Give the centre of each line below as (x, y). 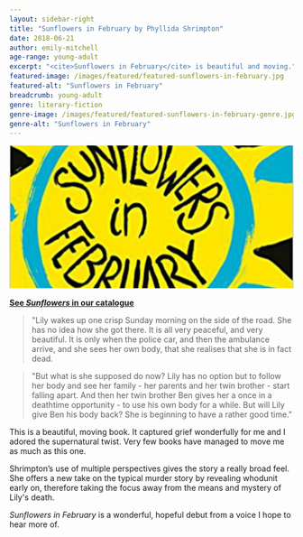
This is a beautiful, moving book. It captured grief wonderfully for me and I (147, 431)
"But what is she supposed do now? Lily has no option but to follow (156, 375)
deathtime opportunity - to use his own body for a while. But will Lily (158, 404)
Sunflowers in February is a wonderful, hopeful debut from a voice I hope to (150, 514)
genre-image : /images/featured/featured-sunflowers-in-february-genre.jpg (153, 114)
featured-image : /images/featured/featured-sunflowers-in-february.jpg (147, 77)
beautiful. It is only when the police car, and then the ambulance (151, 339)
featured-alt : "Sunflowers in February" (87, 86)
